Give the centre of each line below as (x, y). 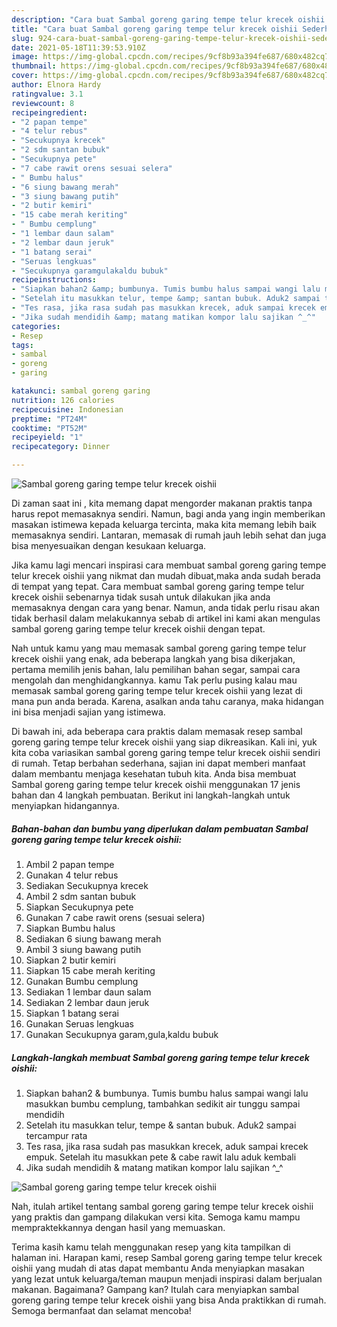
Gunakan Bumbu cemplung (82, 981)
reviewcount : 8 (43, 103)
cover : (25, 76)
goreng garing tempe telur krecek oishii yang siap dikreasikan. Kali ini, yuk (164, 742)
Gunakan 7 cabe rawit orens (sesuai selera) (115, 917)
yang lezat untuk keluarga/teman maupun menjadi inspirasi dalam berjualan (167, 1278)
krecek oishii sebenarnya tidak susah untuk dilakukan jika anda (141, 597)
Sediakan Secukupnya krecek (87, 885)
